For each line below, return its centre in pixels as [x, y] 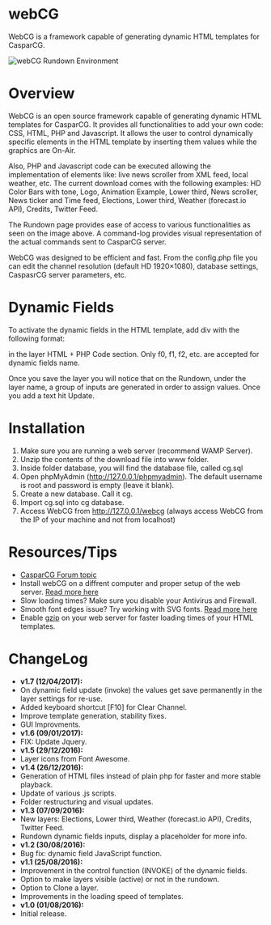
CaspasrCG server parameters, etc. [68, 274]
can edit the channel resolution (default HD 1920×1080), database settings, [133, 266]
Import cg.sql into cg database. [72, 502]
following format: [37, 338]
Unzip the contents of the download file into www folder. [114, 459]
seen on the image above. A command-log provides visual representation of [135, 233]
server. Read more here [59, 592]
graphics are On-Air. [42, 150]
